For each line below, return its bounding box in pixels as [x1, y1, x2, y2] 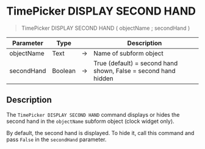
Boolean [51, 66, 76, 75]
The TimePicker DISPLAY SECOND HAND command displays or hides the [6, 111, 180, 118]
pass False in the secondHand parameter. [6, 136, 107, 143]
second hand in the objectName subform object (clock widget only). [6, 117, 175, 125]
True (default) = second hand [93, 59, 178, 68]
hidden [93, 74, 114, 83]
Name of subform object [93, 49, 164, 57]
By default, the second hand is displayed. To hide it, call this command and [6, 129, 195, 136]
